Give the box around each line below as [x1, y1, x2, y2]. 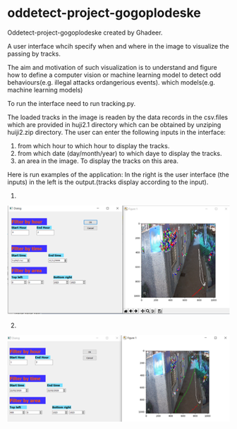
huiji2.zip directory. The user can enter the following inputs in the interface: [7, 128, 226, 136]
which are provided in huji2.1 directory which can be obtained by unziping [7, 120, 221, 128]
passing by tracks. [7, 49, 61, 58]
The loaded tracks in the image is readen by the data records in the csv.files [7, 113, 229, 121]
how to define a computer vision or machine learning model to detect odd [7, 71, 221, 79]
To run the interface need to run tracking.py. [7, 99, 136, 107]
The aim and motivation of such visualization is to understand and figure [7, 63, 217, 71]
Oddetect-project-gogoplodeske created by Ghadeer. [7, 28, 163, 37]
